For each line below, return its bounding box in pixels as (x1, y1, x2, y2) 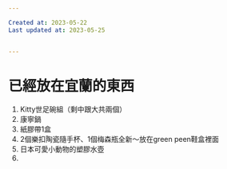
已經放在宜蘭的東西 (8, 77, 135, 95)
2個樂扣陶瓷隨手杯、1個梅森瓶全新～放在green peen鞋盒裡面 (19, 135, 220, 144)
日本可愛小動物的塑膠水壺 (19, 144, 105, 154)
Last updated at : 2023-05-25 (8, 26, 106, 34)
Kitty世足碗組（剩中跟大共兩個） (19, 104, 127, 114)
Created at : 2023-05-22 (8, 18, 88, 26)
